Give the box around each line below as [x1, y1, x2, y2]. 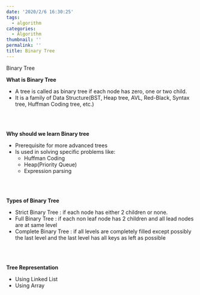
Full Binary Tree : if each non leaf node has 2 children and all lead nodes [14, 214, 194, 222]
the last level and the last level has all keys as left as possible [14, 234, 166, 241]
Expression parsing [23, 167, 72, 174]
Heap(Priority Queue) [23, 160, 77, 168]
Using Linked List [14, 275, 58, 282]
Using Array [14, 282, 45, 289]
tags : [6, 14, 20, 20]
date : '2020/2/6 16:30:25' [6, 8, 74, 15]
